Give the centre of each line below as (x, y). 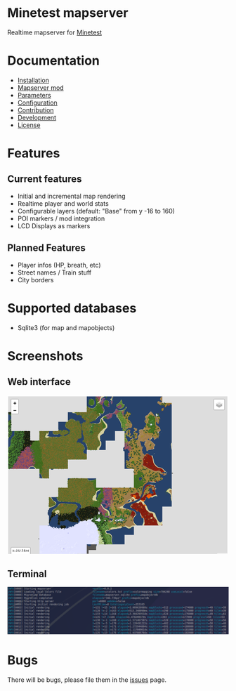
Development (37, 117)
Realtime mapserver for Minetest (55, 32)
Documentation (54, 61)
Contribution (35, 110)
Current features (45, 179)
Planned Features (47, 248)
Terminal (27, 574)
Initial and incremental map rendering (71, 196)
